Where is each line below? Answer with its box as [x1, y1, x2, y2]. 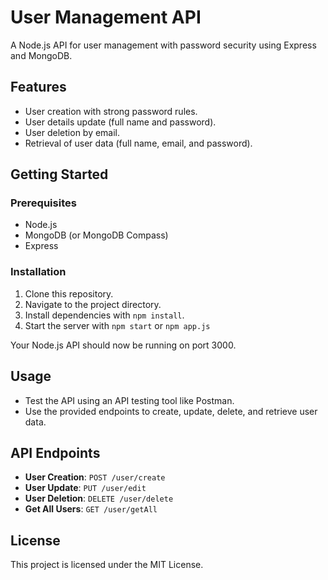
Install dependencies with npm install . [24, 309, 185, 321]
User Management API [10, 6, 202, 29]
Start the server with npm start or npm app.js [24, 319, 211, 331]
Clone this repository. [24, 287, 114, 300]
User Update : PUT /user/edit [24, 482, 147, 494]
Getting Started [10, 166, 109, 183]
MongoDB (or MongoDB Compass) [24, 229, 169, 241]
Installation [10, 265, 67, 279]
